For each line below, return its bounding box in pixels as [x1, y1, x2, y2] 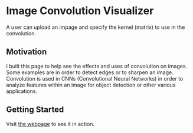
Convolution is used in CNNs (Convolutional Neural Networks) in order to [6, 75, 184, 82]
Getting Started [6, 105, 64, 115]
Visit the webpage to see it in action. [6, 120, 94, 127]
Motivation [6, 47, 47, 57]
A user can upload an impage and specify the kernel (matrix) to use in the [6, 24, 185, 31]
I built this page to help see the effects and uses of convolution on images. [6, 62, 188, 69]
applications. [6, 87, 37, 95]
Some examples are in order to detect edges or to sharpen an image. [6, 69, 174, 76]
